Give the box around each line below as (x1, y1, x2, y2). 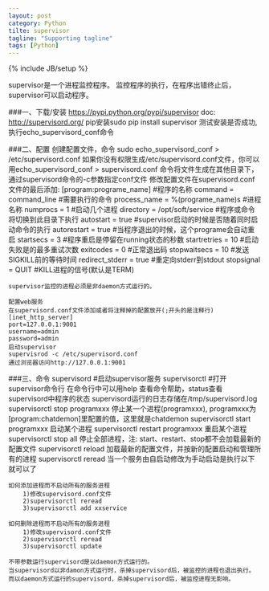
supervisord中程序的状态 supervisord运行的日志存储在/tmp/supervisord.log (8, 394, 258, 404)
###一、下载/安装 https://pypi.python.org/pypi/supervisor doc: (8, 108, 216, 117)
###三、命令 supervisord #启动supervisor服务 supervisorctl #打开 (8, 374, 227, 384)
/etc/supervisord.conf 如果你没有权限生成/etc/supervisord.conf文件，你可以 (8, 154, 260, 165)
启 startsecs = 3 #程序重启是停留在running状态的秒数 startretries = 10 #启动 (8, 234, 259, 245)
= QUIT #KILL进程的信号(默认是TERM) (8, 265, 135, 275)
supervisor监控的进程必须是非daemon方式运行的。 (8, 283, 156, 291)
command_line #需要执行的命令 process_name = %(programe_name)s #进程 (8, 194, 262, 205)
